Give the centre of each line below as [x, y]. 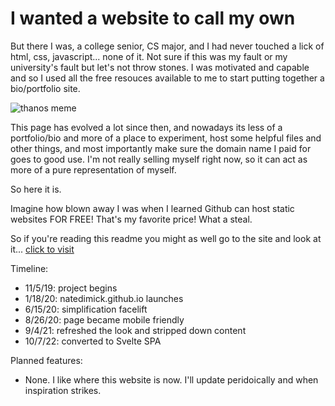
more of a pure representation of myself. [93, 169]
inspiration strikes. [63, 390]
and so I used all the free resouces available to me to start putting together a [167, 78]
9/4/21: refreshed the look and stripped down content [135, 330]
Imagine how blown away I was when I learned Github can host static [152, 208]
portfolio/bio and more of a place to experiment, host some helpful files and [166, 138]
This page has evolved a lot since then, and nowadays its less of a [146, 127]
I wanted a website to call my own [153, 18]
